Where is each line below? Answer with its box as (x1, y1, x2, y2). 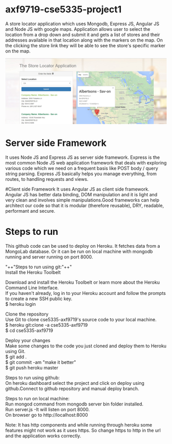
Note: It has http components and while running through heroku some (5, 421, 153, 428)
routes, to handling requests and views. (5, 176, 89, 182)
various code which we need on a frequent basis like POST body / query (5, 165, 159, 171)
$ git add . (5, 354, 27, 360)
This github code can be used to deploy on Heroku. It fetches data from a (5, 243, 160, 249)
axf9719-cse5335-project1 (5, 4, 122, 15)
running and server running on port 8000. (5, 253, 93, 260)
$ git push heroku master (5, 364, 59, 371)
